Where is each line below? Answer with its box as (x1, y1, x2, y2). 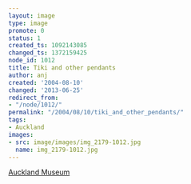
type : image (8, 19, 48, 27)
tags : (8, 116, 26, 124)
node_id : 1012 (8, 57, 56, 65)
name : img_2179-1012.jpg (15, 146, 98, 154)
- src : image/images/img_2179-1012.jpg (8, 138, 141, 146)
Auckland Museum (8, 167, 70, 177)
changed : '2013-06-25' (8, 86, 84, 94)
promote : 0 (8, 26, 45, 34)
